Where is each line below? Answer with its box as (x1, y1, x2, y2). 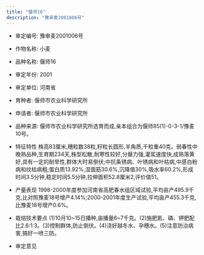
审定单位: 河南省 (15, 83, 56, 91)
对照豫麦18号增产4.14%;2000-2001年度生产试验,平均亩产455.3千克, (27, 194, 197, 201)
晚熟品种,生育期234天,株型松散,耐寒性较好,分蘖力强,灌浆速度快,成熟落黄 (15, 150, 195, 158)
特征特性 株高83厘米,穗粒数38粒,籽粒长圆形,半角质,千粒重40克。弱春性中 (15, 143, 198, 150)
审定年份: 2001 (15, 70, 52, 78)
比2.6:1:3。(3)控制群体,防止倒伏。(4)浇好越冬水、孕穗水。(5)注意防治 (15, 222, 189, 229)
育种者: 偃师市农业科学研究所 (15, 97, 88, 104)
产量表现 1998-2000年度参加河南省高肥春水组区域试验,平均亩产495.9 (15, 186, 189, 193)
